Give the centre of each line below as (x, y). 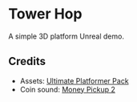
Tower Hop (45, 14)
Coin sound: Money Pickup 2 (68, 89)
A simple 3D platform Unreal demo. (66, 36)
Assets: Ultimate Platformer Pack (75, 80)
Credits (27, 61)
